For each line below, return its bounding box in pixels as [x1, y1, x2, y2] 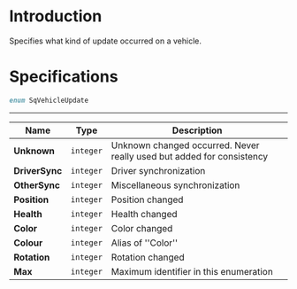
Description [171, 124, 223, 137]
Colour [13, 237, 43, 249]
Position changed [110, 193, 184, 206]
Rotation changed [110, 251, 185, 263]
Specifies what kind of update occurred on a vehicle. [9, 35, 202, 46]
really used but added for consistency [110, 150, 269, 162]
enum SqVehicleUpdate [9, 96, 89, 105]
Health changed [110, 207, 179, 220]
